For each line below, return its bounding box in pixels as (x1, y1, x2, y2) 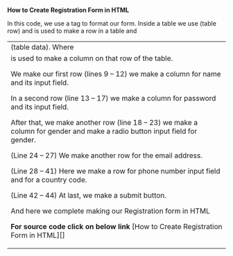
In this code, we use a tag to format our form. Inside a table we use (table (7, 19, 217, 27)
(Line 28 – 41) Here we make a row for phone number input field (10, 167, 221, 176)
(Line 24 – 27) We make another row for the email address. (10, 151, 203, 160)
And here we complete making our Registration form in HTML (10, 206, 210, 216)
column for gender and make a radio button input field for (10, 126, 198, 136)
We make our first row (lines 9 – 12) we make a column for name (10, 69, 221, 78)
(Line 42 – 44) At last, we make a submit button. (10, 191, 167, 200)
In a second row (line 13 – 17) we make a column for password (10, 94, 216, 103)
